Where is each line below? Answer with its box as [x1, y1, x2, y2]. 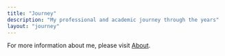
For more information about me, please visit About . [7, 42, 151, 50]
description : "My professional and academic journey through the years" [7, 16, 220, 23]
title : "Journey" [7, 10, 57, 17]
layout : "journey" [7, 23, 60, 29]
